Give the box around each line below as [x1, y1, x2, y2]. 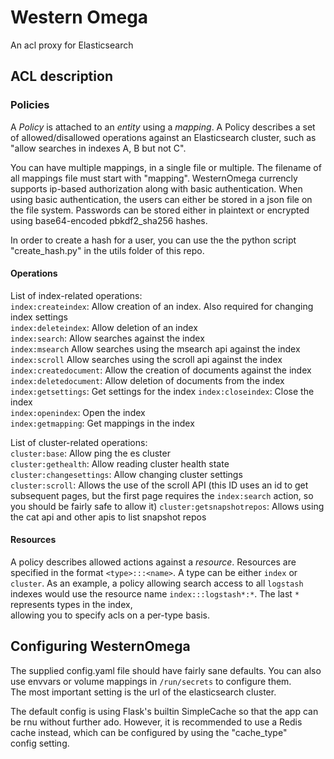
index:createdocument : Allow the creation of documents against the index [10, 364, 312, 376]
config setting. [10, 737, 70, 749]
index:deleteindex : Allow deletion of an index [10, 321, 198, 333]
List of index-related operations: [10, 289, 143, 301]
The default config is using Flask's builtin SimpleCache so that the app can [10, 705, 319, 717]
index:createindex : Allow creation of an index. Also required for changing [10, 300, 314, 312]
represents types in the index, [10, 599, 133, 611]
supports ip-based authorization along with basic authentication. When [10, 182, 303, 195]
